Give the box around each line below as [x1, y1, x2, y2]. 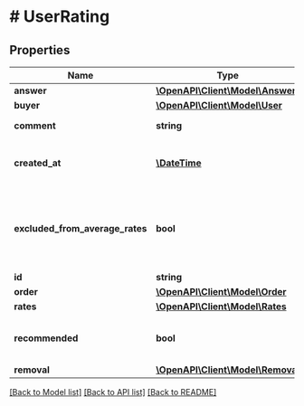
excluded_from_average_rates [14, 222, 147, 234]
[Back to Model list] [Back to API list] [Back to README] [9, 387, 217, 397]
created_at [14, 156, 62, 169]
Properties [9, 42, 71, 58]
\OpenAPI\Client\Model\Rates [156, 300, 287, 313]
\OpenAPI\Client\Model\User [156, 99, 283, 111]
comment [14, 119, 56, 132]
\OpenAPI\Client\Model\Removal [156, 364, 300, 376]
